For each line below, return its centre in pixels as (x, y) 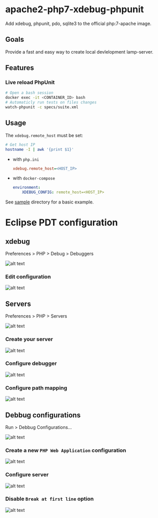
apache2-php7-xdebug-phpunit (75, 9)
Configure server (27, 475)
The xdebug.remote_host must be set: (44, 135)
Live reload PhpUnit (30, 83)
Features (20, 68)
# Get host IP (20, 145)
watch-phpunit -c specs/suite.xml (42, 107)
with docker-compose (34, 178)
